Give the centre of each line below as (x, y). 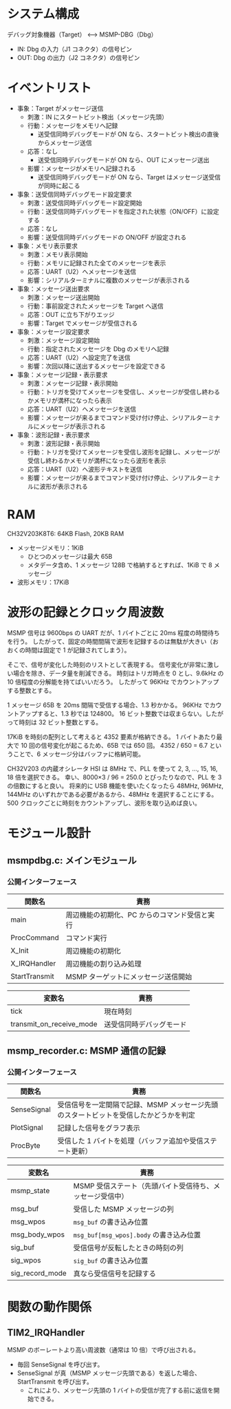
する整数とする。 (31, 690)
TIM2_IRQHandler (46, 1332)
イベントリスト (49, 88)
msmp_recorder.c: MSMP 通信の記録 (87, 1051)
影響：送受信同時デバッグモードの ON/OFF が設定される (107, 237)
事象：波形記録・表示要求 (53, 434)
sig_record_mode (38, 1274)
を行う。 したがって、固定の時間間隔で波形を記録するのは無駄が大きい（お (113, 641)
